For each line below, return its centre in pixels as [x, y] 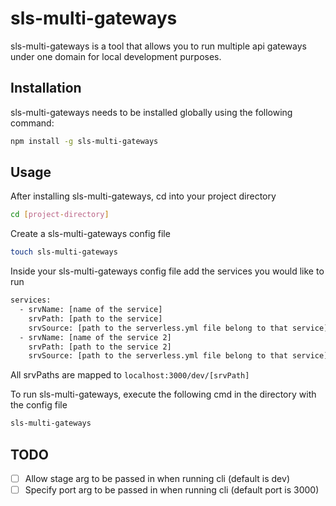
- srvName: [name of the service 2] [95, 337]
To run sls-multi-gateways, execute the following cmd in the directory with [163, 394]
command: [32, 123]
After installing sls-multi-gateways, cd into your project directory [143, 196]
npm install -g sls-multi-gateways [84, 141]
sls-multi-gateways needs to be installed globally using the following [151, 112]
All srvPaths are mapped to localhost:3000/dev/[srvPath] [130, 375]
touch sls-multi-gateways [64, 252]
